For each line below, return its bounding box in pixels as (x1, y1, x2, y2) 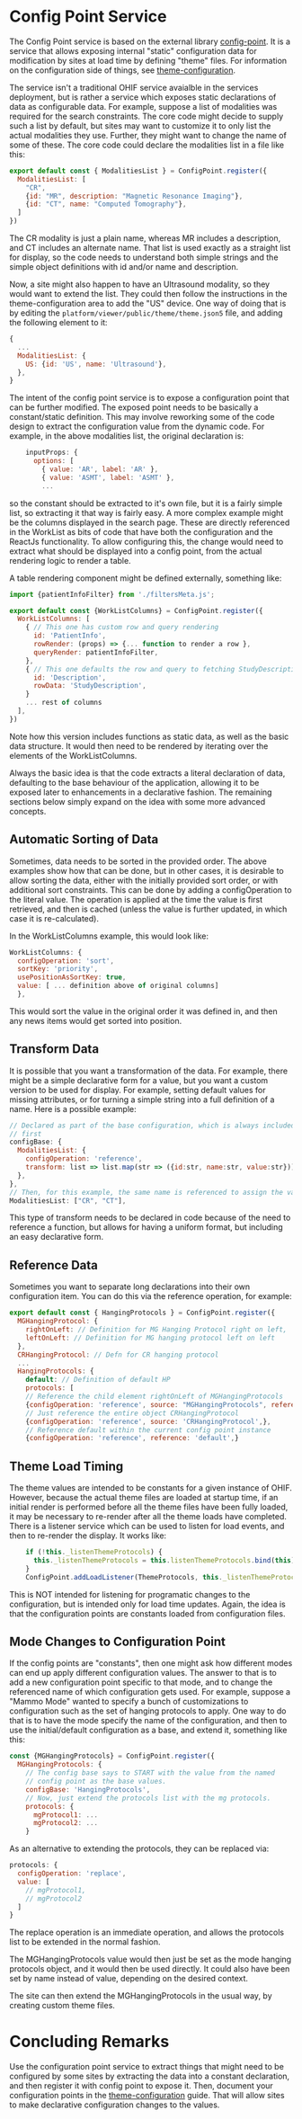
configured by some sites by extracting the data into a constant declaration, (9, 2070, 290, 2082)
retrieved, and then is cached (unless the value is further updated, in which (9, 904, 288, 914)
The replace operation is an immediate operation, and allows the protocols (9, 1927, 285, 1938)
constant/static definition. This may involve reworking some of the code (9, 412, 275, 423)
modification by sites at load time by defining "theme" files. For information (9, 55, 288, 66)
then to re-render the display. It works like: (9, 1530, 167, 1541)
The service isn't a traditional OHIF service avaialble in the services (9, 82, 259, 93)
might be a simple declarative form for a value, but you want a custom (9, 1074, 269, 1085)
